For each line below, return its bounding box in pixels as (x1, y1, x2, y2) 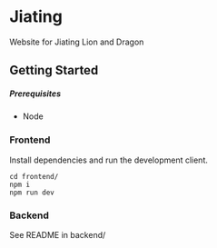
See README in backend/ (9, 229, 106, 240)
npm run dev (9, 188, 54, 197)
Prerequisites (9, 88, 62, 99)
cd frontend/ (9, 172, 59, 181)
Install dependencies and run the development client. (9, 154, 209, 165)
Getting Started (9, 63, 99, 78)
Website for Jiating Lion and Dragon (9, 36, 144, 47)
